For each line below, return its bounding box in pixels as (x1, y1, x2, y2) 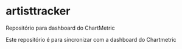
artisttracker (5, 4, 71, 18)
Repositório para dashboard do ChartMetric (5, 24, 115, 31)
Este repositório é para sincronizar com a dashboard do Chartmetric (5, 36, 177, 43)
